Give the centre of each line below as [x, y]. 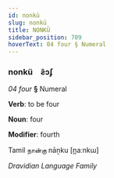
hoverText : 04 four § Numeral [57, 45]
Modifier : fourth [34, 135]
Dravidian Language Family [53, 166]
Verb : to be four [34, 104]
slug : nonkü [27, 23]
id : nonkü [24, 15]
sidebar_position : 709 [45, 37]
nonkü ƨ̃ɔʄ [30, 72]
